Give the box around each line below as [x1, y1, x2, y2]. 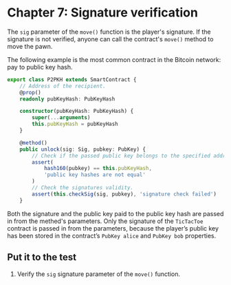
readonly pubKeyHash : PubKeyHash [19, 95, 115, 103]
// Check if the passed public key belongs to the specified [32, 152, 211, 159]
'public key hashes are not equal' [43, 171, 146, 178]
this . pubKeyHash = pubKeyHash [32, 120, 118, 128]
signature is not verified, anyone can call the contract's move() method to [7, 34, 214, 43]
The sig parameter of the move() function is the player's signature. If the [7, 28, 211, 36]
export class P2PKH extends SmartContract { [7, 76, 137, 83]
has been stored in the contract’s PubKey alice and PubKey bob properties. [7, 231, 217, 240]
